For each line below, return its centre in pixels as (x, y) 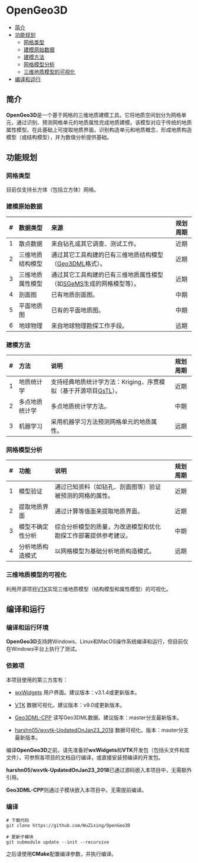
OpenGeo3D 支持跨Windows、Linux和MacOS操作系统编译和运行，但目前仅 (97, 641)
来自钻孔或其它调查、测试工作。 (95, 244)
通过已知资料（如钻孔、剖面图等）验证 (108, 487)
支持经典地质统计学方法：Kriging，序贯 (105, 382)
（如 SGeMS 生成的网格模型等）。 (95, 283)
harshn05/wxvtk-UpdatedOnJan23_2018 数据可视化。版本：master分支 (101, 730)
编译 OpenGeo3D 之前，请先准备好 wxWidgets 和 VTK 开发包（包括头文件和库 (98, 750)
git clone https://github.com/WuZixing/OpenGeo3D (68, 825)
